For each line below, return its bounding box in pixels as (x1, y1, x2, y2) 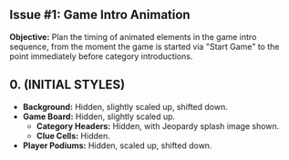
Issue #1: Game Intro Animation (9, 7, 191, 23)
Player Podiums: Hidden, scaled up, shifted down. (22, 140, 212, 151)
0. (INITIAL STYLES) (9, 77, 126, 93)
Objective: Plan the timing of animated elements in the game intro (9, 31, 257, 42)
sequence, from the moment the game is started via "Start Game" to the (9, 41, 280, 52)
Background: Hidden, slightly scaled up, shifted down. (22, 101, 228, 112)
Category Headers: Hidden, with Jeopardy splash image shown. (36, 120, 280, 131)
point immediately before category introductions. (9, 50, 193, 62)
